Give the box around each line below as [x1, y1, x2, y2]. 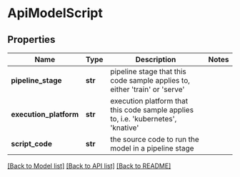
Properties [7, 34, 56, 46]
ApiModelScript [7, 5, 104, 21]
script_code [11, 139, 52, 148]
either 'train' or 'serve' [110, 84, 185, 94]
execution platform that [110, 96, 189, 106]
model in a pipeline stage [110, 143, 194, 153]
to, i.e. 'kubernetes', [110, 114, 177, 123]
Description [135, 55, 176, 64]
